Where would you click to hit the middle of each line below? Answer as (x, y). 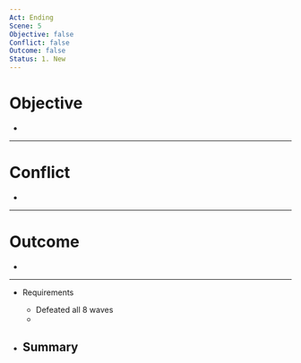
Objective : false (42, 34)
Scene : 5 (26, 26)
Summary (50, 347)
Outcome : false (38, 51)
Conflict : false (39, 42)
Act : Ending (31, 17)
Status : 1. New (38, 59)
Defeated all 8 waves (74, 309)
